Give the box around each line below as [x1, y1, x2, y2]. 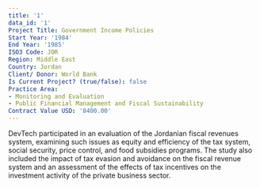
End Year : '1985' [8, 41, 66, 49]
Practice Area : [8, 85, 59, 93]
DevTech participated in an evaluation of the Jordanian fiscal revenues [8, 129, 239, 138]
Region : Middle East [8, 56, 77, 64]
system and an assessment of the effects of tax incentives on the [8, 163, 222, 171]
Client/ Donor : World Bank [8, 70, 97, 78]
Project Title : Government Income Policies [8, 26, 155, 34]
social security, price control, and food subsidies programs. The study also [8, 145, 253, 155]
